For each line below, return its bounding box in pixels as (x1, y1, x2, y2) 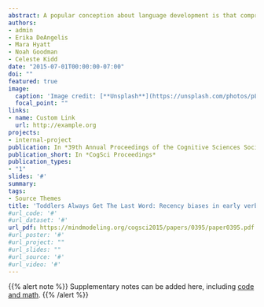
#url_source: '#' (8, 253, 65, 261)
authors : (8, 19, 37, 27)
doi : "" (8, 70, 34, 78)
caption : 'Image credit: (15, 92, 97, 100)
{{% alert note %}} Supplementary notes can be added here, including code (8, 282, 255, 291)
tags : (8, 187, 26, 195)
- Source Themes (8, 194, 61, 202)
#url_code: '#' (8, 209, 58, 217)
